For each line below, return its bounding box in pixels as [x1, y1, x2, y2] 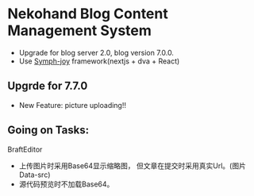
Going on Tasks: [7, 124, 89, 137]
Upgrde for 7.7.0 [7, 79, 88, 93]
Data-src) [18, 170, 51, 179]
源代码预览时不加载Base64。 [18, 179, 114, 189]
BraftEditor [7, 144, 43, 154]
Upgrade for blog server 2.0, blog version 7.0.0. [18, 48, 174, 57]
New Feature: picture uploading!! [18, 100, 127, 110]
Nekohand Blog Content [7, 5, 168, 23]
